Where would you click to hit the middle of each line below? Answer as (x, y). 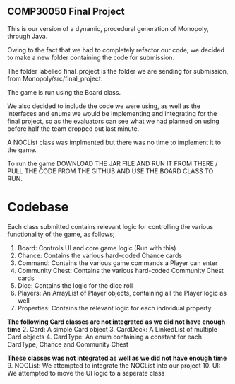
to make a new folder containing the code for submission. (91, 57)
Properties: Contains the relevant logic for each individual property (114, 308)
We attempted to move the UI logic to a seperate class (86, 373)
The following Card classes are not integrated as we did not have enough (116, 322)
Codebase (38, 207)
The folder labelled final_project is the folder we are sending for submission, (118, 71)
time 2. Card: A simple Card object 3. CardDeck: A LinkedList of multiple (112, 329)
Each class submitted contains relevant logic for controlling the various (110, 226)
